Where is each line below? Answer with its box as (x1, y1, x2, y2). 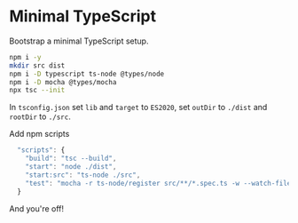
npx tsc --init (9, 86, 66, 95)
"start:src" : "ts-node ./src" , (25, 171, 141, 179)
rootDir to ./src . (9, 111, 71, 122)
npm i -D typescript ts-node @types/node (9, 69, 165, 78)
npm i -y (9, 52, 42, 61)
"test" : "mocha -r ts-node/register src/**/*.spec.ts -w (25, 179, 240, 187)
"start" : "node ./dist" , (25, 163, 117, 171)
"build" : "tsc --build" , (25, 154, 117, 163)
